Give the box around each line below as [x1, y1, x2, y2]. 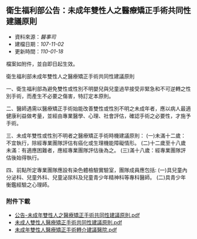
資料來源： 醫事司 [14, 33, 56, 40]
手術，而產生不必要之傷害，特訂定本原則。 [11, 93, 114, 100]
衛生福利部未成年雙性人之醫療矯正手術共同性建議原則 [6, 73, 135, 80]
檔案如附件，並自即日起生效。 [6, 60, 78, 67]
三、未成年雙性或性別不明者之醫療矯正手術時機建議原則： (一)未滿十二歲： [6, 132, 186, 139]
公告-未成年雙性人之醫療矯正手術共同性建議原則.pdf [14, 211, 140, 218]
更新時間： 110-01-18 [14, 47, 63, 54]
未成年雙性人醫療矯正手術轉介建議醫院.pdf [14, 226, 117, 233]
